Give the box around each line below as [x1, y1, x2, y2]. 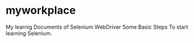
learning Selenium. [5, 29, 53, 36]
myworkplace [5, 4, 76, 17]
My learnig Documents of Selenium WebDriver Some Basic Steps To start [5, 23, 189, 30]
